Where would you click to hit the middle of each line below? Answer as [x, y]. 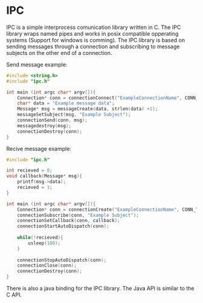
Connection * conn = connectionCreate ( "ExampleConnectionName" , [98, 209]
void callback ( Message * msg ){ [44, 176]
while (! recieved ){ [40, 238]
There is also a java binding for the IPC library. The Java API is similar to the [100, 289]
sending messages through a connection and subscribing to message [93, 46]
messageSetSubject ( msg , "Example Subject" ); [74, 115]
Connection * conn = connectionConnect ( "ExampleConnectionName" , [100, 98]
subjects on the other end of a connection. [59, 53]
